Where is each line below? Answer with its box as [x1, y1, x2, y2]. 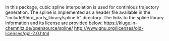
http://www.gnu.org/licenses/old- [74, 25, 144, 31]
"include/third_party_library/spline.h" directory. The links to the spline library [5, 15, 164, 20]
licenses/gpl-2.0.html [5, 31, 49, 36]
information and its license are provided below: [5, 20, 103, 26]
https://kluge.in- [103, 20, 138, 26]
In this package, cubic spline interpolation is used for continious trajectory [5, 4, 159, 10]
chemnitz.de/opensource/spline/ [5, 25, 73, 31]
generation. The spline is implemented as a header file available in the [5, 9, 150, 15]
